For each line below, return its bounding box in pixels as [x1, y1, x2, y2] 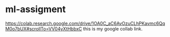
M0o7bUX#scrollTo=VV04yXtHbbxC [5, 25, 82, 31]
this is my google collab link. [83, 25, 143, 31]
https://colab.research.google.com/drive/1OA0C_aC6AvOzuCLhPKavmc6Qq [5, 20, 165, 26]
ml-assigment [5, 4, 66, 15]
